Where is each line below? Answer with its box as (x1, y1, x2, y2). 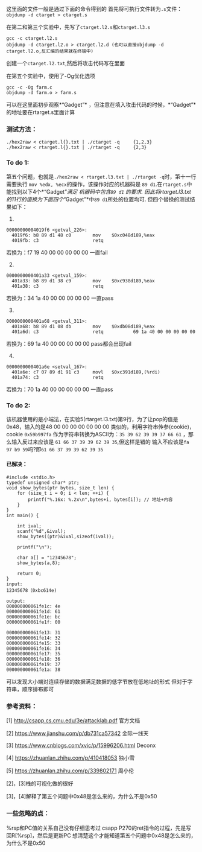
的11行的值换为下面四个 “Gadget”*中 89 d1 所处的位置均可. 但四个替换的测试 (6, 196, 190, 203)
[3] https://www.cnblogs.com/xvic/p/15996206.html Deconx (6, 742, 156, 749)
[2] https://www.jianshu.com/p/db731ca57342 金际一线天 (6, 730, 149, 737)
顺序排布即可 (22, 685, 54, 693)
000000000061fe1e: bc (6, 614, 61, 620)
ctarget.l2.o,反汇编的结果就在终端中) (6, 48, 94, 54)
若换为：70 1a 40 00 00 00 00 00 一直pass (6, 386, 113, 393)
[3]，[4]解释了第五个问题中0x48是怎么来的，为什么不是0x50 (6, 793, 157, 800)
